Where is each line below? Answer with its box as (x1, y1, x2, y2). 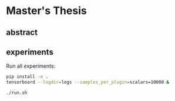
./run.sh (6, 90, 28, 96)
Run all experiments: (6, 62, 56, 69)
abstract (6, 27, 38, 37)
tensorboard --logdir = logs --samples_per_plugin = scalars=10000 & (6, 79, 169, 85)
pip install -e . (6, 74, 49, 80)
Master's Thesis (6, 4, 87, 18)
